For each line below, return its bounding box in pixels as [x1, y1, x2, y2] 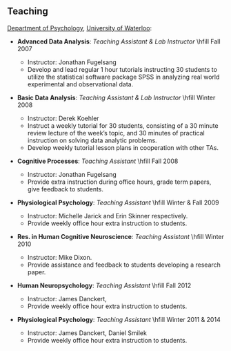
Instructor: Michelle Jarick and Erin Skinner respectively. [27, 211, 188, 220]
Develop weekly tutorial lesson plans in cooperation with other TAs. [27, 143, 219, 151]
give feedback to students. [27, 184, 104, 193]
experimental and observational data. [27, 79, 134, 88]
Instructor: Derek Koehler [27, 114, 99, 122]
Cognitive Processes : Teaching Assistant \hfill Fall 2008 [17, 157, 179, 165]
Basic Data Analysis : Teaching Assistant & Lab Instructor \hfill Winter [17, 93, 216, 102]
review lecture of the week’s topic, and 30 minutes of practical [27, 129, 205, 137]
